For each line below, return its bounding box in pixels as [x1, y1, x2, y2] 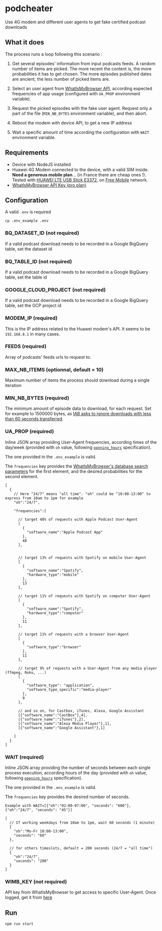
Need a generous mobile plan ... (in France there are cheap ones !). [12, 172, 146, 177]
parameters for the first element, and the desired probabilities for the [5, 468, 143, 474]
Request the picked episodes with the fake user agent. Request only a [12, 105, 152, 111]
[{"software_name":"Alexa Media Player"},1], [17, 721, 112, 726]
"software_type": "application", [26, 683, 95, 688]
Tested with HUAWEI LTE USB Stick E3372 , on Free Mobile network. [12, 177, 148, 183]
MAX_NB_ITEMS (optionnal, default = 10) [5, 366, 104, 373]
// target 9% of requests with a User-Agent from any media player [17, 666, 158, 671]
